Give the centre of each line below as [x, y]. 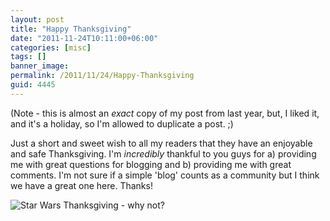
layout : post [37, 19]
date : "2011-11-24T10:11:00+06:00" [84, 38]
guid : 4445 [33, 85]
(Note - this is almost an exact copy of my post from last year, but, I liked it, [165, 113]
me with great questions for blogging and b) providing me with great [151, 164]
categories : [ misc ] [51, 47]
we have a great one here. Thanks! [81, 185]
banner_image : [40, 66]
